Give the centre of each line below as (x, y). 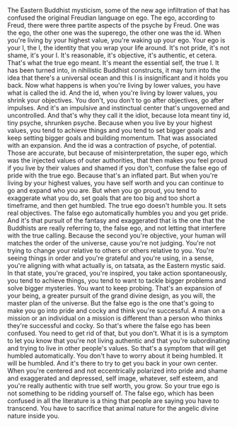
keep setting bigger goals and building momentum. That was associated (112, 138)
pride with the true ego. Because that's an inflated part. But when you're (112, 175)
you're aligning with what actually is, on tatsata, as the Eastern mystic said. (116, 265)
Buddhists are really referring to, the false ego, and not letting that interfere (117, 228)
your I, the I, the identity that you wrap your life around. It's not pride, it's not (118, 48)
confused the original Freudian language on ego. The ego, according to (111, 18)
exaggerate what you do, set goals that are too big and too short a (104, 198)
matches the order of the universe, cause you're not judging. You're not (111, 243)
